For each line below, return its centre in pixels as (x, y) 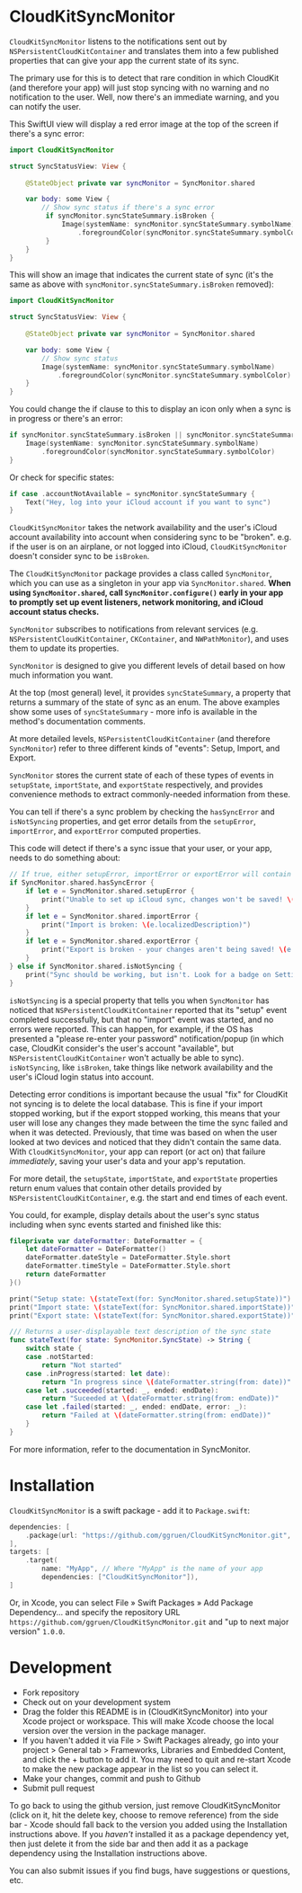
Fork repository (51, 1693)
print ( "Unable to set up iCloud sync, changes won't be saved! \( (169, 899)
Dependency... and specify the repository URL (95, 1612)
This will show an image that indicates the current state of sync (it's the (142, 275)
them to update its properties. (64, 648)
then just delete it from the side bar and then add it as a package (129, 1844)
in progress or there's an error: (66, 419)
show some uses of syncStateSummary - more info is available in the (133, 712)
